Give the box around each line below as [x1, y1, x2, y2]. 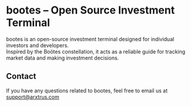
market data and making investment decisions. [6, 54, 119, 61]
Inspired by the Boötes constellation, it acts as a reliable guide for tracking [6, 48, 186, 55]
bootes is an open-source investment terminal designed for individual [6, 35, 175, 42]
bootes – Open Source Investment [6, 4, 175, 17]
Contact [6, 71, 36, 81]
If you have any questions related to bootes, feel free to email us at [6, 87, 168, 94]
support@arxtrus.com [6, 93, 60, 100]
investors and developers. [6, 42, 69, 49]
